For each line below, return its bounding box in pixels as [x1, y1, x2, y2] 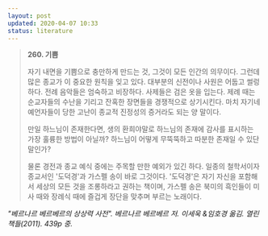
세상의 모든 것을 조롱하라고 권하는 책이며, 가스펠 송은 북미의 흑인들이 [36, 182, 252, 192]
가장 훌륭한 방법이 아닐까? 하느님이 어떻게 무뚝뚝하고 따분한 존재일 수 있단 [27, 135, 260, 144]
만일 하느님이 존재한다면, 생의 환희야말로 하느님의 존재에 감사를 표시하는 [27, 124, 254, 134]
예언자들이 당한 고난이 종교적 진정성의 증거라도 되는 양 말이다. [27, 107, 222, 117]
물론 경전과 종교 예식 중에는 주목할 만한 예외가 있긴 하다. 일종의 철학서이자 [27, 162, 260, 172]
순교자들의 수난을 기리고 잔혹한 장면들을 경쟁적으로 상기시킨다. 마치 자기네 [27, 97, 261, 107]
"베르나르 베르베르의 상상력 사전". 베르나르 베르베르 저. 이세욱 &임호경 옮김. [7, 209, 245, 218]
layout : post [7, 11, 52, 20]
